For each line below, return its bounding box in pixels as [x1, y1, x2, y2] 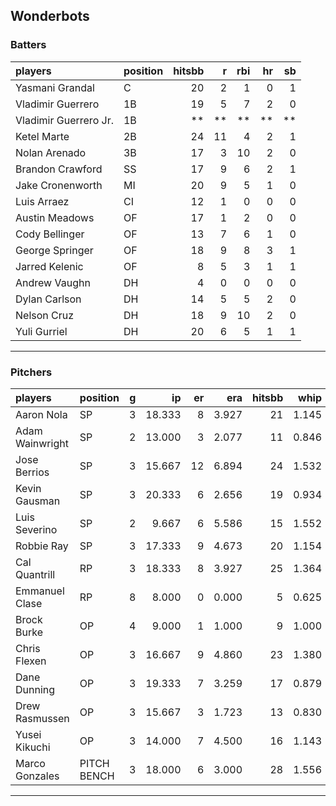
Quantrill [15, 567, 56, 581]
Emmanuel [15, 584, 65, 598]
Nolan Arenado [15, 145, 87, 159]
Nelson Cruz [15, 308, 75, 322]
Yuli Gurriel [15, 324, 68, 338]
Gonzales [15, 769, 60, 783]
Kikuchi [15, 740, 51, 754]
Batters [10, 38, 47, 52]
